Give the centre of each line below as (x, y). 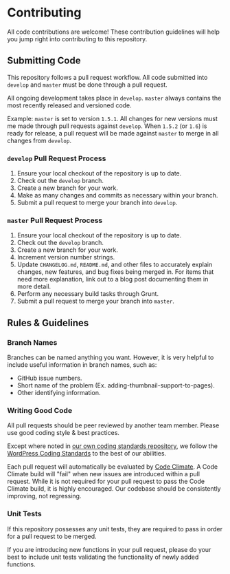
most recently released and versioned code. (69, 105)
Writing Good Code (40, 410)
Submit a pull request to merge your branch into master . (96, 301)
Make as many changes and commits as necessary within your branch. (117, 195)
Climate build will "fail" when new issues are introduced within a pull (104, 474)
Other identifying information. (59, 393)
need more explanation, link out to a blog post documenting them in (113, 279)
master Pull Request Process (55, 220)
